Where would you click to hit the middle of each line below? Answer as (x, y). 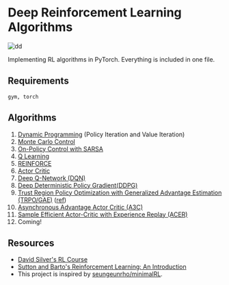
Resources (31, 243)
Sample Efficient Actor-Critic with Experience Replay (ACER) (103, 214)
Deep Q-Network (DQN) (52, 178)
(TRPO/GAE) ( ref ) (42, 199)
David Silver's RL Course (53, 260)
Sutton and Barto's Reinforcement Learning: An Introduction (102, 267)
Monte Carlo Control (46, 141)
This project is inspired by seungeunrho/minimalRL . (90, 274)
